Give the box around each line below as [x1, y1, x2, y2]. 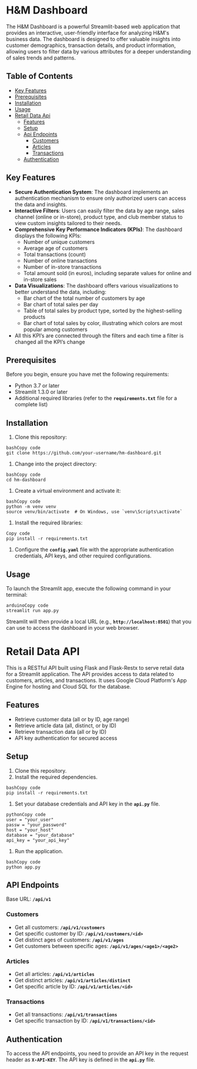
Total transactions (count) [23, 250, 86, 258]
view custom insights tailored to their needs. [14, 219, 122, 226]
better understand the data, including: [14, 288, 107, 295]
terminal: [6, 592, 28, 598]
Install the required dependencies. [14, 773, 98, 780]
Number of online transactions [23, 257, 98, 264]
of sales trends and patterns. [6, 54, 76, 61]
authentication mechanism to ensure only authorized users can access [14, 195, 186, 202]
